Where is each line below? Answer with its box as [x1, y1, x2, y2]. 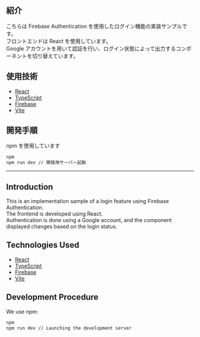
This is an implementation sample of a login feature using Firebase [6, 198, 170, 204]
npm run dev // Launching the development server [6, 325, 132, 331]
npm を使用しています [6, 142, 61, 149]
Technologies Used [6, 240, 79, 250]
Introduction [6, 182, 54, 192]
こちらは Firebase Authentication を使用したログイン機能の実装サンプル [6, 23, 183, 30]
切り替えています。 [32, 52, 79, 60]
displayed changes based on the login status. [6, 223, 118, 230]
